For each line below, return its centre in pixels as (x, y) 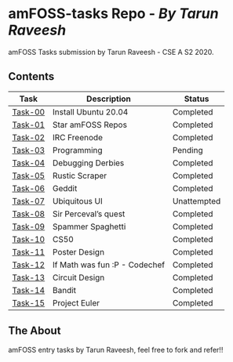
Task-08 (29, 214)
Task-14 (29, 290)
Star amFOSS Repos (90, 125)
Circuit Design (78, 277)
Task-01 (29, 125)
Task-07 (29, 201)
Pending (187, 150)
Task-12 (29, 265)
